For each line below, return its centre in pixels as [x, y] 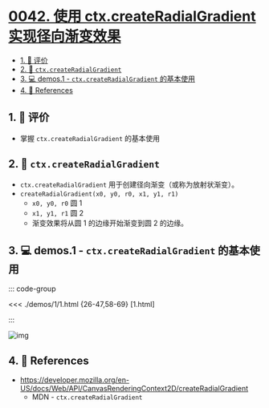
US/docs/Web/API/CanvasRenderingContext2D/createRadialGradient [134, 389]
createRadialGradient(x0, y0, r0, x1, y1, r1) [99, 194]
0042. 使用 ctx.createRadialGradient [132, 16]
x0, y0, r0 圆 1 [57, 203]
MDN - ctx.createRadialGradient [87, 397]
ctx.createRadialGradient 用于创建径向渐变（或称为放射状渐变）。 [129, 184]
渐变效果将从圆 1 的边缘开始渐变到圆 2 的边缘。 [110, 223]
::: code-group [32, 289]
